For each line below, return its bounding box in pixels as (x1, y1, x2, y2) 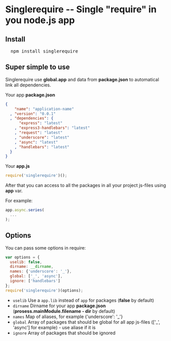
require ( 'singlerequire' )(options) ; (5, 288, 83, 293)
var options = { (5, 255, 40, 260)
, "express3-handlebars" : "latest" (14, 125, 90, 131)
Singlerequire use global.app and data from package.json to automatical (5, 76, 159, 82)
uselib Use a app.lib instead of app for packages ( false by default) (12, 297, 154, 303)
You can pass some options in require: (5, 244, 86, 251)
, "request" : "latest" (14, 130, 63, 135)
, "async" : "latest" (14, 140, 58, 145)
